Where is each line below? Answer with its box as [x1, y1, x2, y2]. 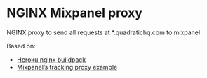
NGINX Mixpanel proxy [6, 5, 143, 21]
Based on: [6, 41, 36, 50]
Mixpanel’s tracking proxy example [16, 63, 118, 71]
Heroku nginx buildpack [16, 55, 86, 64]
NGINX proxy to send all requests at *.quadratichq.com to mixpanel [6, 28, 201, 37]
